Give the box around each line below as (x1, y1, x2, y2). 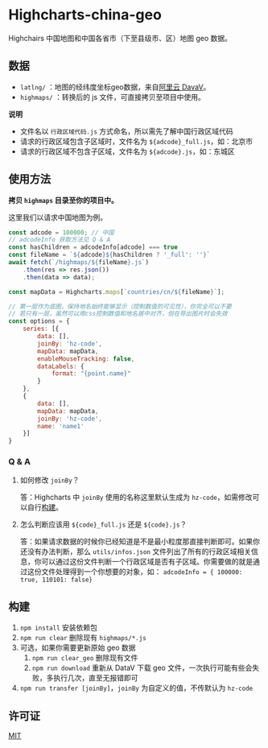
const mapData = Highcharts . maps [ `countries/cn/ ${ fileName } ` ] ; (8, 287, 225, 295)
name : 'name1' (37, 422, 85, 430)
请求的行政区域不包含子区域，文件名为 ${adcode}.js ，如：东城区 (19, 147, 235, 156)
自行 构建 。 (27, 502, 63, 512)
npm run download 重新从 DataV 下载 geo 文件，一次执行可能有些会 (31, 663, 253, 673)
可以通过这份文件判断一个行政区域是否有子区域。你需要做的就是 (41, 557, 254, 567)
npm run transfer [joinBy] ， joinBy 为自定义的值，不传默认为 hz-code (19, 683, 254, 693)
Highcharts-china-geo (8, 6, 163, 24)
